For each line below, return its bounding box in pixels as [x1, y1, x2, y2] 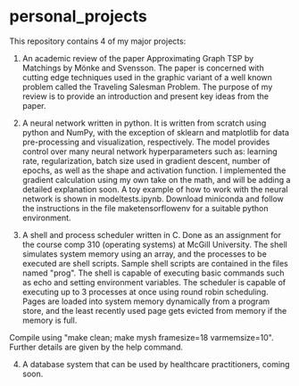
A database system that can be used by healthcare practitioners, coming [21, 358, 290, 369]
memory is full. [21, 315, 78, 325]
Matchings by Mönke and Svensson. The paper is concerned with [21, 62, 265, 73]
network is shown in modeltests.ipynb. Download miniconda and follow [21, 193, 284, 204]
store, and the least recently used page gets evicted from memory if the [21, 305, 287, 316]
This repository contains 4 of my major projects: [9, 36, 187, 46]
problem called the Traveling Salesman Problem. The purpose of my [21, 81, 273, 92]
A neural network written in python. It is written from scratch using [21, 118, 267, 128]
